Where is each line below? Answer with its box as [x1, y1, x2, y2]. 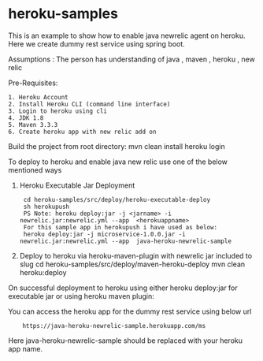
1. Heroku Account [8, 93, 69, 101]
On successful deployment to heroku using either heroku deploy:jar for [8, 283, 238, 292]
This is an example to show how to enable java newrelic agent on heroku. [8, 31, 246, 40]
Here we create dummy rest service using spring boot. [8, 39, 185, 48]
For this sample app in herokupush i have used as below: [23, 223, 218, 231]
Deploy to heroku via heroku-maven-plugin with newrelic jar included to [19, 251, 253, 260]
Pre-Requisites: [8, 78, 58, 87]
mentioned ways [8, 165, 62, 174]
